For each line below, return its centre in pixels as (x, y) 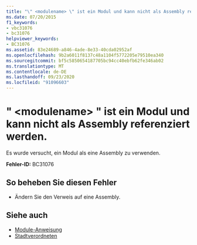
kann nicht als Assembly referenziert (98, 124)
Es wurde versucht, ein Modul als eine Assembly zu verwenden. (83, 153)
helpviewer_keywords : (33, 39)
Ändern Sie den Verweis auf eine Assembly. (67, 197)
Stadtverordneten (36, 236)
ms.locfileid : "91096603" (38, 83)
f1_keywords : (22, 22)
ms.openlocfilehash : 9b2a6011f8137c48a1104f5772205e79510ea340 (85, 55)
